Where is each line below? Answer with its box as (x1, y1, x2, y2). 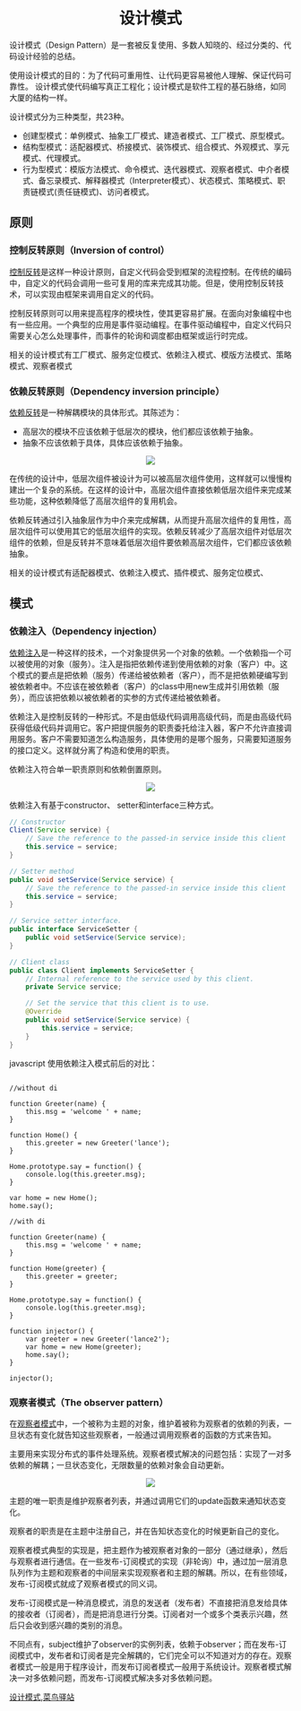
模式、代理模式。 (21, 152, 86, 163)
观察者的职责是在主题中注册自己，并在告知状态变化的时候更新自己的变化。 (9, 1525, 284, 1536)
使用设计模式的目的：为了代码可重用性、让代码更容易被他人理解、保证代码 (9, 69, 284, 81)
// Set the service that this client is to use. (25, 998, 211, 1008)
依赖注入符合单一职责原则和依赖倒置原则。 (9, 764, 167, 774)
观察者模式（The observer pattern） (9, 1396, 168, 1408)
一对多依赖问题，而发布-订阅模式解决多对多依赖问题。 (16, 1672, 218, 1683)
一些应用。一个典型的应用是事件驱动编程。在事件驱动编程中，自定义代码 (16, 319, 284, 330)
